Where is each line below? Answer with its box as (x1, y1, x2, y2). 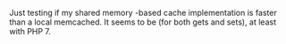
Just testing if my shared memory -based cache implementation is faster (9, 8, 277, 18)
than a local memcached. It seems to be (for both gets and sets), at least (9, 17, 277, 27)
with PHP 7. (9, 26, 52, 36)
